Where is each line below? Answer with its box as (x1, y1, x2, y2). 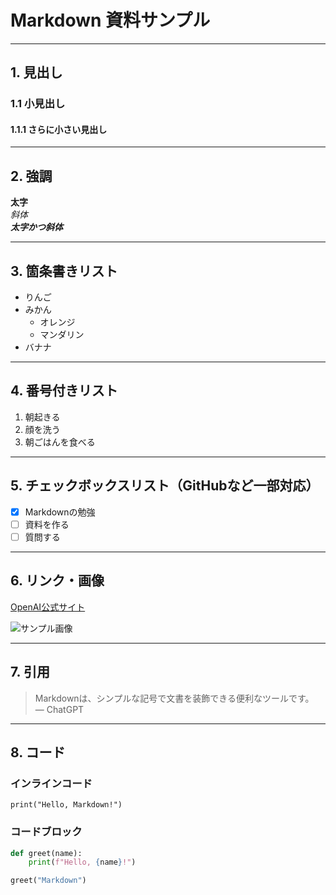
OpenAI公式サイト (10, 601, 86, 613)
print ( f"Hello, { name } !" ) (28, 857, 137, 868)
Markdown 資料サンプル (10, 9, 211, 32)
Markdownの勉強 (24, 506, 96, 518)
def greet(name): (10, 848, 83, 858)
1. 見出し (10, 64, 63, 81)
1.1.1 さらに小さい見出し (10, 123, 108, 135)
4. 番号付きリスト (10, 382, 118, 400)
